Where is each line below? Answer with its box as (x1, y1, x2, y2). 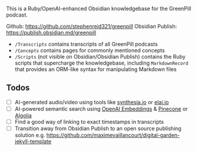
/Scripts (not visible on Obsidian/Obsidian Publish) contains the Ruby (14, 53, 186, 60)
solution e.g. (14, 131, 46, 139)
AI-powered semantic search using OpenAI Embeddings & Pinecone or (14, 105, 188, 112)
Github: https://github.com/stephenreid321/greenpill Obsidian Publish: (6, 23, 177, 30)
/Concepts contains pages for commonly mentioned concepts (14, 47, 165, 54)
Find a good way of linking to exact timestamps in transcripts (14, 118, 164, 125)
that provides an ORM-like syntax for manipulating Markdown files (14, 66, 177, 73)
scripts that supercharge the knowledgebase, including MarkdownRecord (14, 59, 189, 66)
